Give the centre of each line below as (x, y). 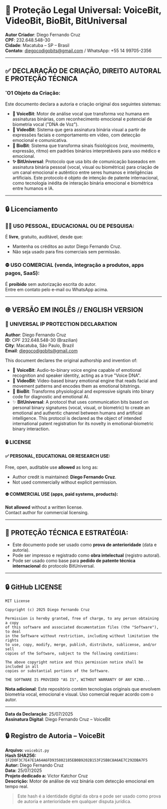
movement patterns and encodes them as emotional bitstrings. (77, 386)
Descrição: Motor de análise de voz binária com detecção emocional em (80, 781)
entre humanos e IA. (33, 188)
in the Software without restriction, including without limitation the (82, 636)
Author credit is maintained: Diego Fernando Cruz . (64, 477)
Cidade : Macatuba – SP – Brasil (37, 45)
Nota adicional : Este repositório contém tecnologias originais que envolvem (83, 689)
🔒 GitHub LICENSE (34, 587)
